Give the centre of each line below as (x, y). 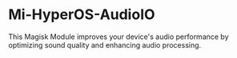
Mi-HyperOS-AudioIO (82, 15)
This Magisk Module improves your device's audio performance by (119, 37)
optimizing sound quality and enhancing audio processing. (105, 44)
